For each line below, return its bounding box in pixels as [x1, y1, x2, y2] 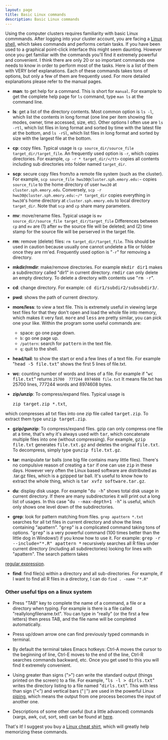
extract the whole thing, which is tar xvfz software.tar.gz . [12, 478, 146, 484]
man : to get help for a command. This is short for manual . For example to [12, 88, 162, 95]
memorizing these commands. [5, 728, 68, 734]
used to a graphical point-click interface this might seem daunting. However [5, 46, 162, 53]
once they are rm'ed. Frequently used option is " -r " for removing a [12, 249, 150, 255]
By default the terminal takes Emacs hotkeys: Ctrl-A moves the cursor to [12, 646, 162, 652]
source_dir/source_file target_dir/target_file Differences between [12, 218, 158, 224]
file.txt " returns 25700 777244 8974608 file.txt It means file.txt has [12, 376, 162, 382]
